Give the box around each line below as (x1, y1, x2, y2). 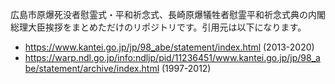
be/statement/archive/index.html (24, 63, 160, 74)
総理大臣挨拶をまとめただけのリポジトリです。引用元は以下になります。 (10, 21, 307, 33)
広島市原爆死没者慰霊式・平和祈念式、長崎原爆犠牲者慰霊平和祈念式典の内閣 (10, 9, 326, 20)
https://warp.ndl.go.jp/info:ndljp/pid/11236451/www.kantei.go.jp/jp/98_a (24, 52, 321, 63)
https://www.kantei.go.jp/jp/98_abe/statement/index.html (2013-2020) (24, 41, 315, 53)
